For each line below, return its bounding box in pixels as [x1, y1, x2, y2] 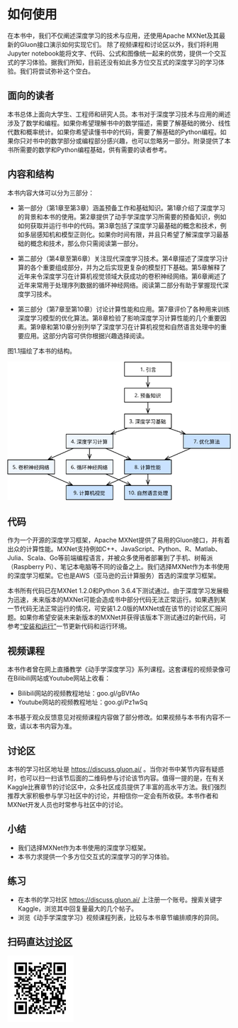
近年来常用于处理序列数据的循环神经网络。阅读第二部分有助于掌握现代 [17, 281, 223, 289]
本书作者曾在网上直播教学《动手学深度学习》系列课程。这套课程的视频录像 [7, 665, 225, 673]
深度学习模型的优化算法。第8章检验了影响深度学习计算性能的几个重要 [17, 313, 221, 322]
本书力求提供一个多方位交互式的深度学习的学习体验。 [17, 852, 174, 860]
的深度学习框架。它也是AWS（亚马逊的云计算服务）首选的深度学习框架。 [7, 571, 220, 580]
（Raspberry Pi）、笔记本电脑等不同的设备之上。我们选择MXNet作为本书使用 [7, 563, 230, 571]
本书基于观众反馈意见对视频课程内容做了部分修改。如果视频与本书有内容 [7, 713, 218, 722]
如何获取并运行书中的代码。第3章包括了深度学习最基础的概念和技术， [17, 221, 221, 229]
